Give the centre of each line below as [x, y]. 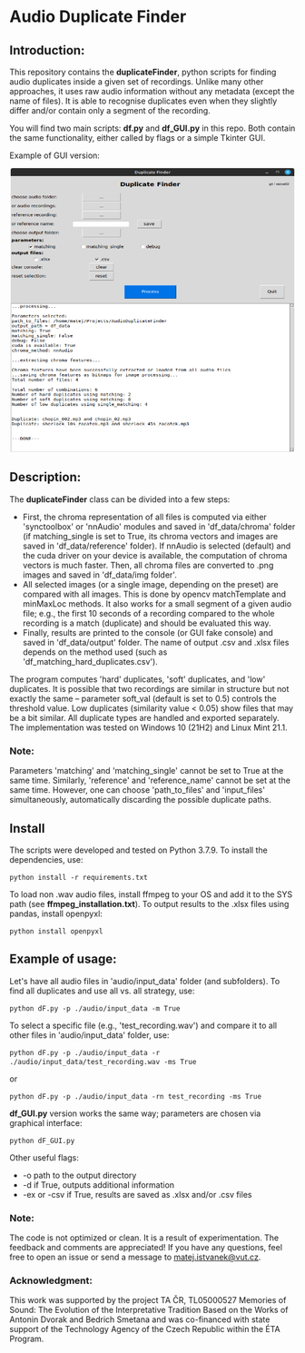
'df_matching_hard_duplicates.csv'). [90, 661]
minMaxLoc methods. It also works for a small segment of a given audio [157, 603]
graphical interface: [46, 1122]
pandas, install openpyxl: [56, 914]
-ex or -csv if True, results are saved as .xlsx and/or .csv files [137, 1194]
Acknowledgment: [51, 1280]
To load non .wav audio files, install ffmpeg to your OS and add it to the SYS [151, 894]
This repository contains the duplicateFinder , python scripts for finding [143, 72]
